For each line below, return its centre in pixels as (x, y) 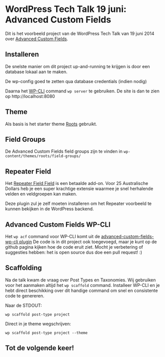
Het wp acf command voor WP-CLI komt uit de (53, 236)
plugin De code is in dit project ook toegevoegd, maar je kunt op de (88, 242)
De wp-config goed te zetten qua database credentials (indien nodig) (76, 81)
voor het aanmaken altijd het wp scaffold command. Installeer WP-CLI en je (82, 285)
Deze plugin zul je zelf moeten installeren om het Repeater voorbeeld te (79, 204)
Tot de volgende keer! (40, 348)
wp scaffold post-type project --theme (46, 333)
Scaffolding (24, 268)
